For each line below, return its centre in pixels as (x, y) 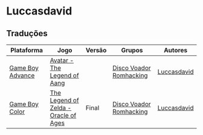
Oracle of (63, 115)
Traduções (27, 33)
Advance (22, 75)
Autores (176, 50)
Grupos (132, 50)
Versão (96, 50)
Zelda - (61, 108)
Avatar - (62, 60)
